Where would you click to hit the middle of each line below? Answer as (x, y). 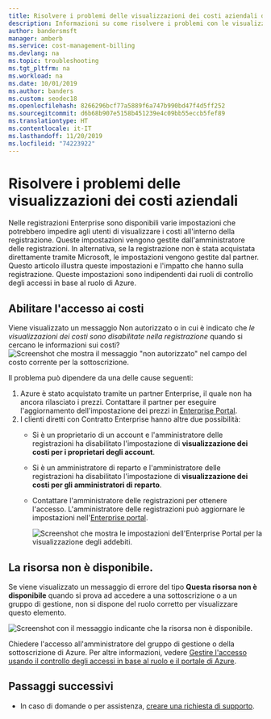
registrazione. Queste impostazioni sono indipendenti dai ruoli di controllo (131, 275)
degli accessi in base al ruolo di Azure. (73, 283)
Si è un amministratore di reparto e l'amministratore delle (126, 468)
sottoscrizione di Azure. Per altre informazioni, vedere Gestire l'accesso (128, 653)
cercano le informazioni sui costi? (64, 345)
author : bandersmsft (43, 31)
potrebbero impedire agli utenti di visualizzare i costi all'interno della (122, 232)
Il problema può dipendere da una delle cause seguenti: (101, 378)
